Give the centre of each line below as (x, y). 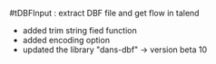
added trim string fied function (80, 30)
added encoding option (66, 40)
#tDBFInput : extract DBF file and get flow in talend (104, 13)
